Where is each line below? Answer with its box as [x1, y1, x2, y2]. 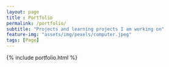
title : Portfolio [6, 15, 53, 21]
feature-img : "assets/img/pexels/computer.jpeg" [6, 32, 132, 38]
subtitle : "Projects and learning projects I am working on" [6, 26, 165, 32]
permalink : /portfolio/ [6, 20, 67, 26]
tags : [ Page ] [6, 37, 40, 43]
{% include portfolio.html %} [6, 54, 78, 61]
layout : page [6, 9, 40, 15]
